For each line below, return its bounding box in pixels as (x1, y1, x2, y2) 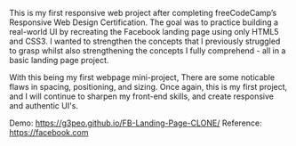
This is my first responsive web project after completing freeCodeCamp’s (9, 8, 277, 18)
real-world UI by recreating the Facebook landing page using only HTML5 (9, 27, 279, 36)
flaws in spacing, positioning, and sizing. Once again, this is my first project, (9, 82, 288, 92)
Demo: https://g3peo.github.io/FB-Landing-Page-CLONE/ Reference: (9, 118, 262, 128)
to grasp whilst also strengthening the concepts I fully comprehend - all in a (9, 45, 286, 56)
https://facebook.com (9, 127, 89, 137)
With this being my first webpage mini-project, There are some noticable (9, 72, 276, 83)
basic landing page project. (9, 55, 109, 65)
